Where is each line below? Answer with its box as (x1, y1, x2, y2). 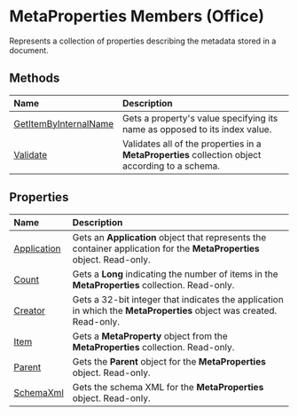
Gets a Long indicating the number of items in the (72, 268, 278, 280)
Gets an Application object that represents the (72, 231, 267, 243)
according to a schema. (122, 160, 220, 172)
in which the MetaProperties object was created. (72, 304, 278, 317)
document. (9, 44, 49, 55)
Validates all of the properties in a (122, 137, 262, 150)
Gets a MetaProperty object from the (72, 330, 228, 342)
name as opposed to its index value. (122, 122, 272, 135)
